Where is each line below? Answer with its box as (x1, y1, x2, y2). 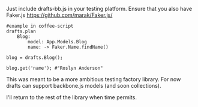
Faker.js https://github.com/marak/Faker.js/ (6, 11, 113, 19)
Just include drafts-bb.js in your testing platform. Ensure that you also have (6, 5, 193, 12)
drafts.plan (6, 28, 36, 34)
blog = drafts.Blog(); (6, 55, 63, 61)
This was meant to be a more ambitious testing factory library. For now (6, 76, 181, 83)
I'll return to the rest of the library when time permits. (6, 94, 137, 101)
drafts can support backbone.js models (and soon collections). (6, 82, 161, 89)
